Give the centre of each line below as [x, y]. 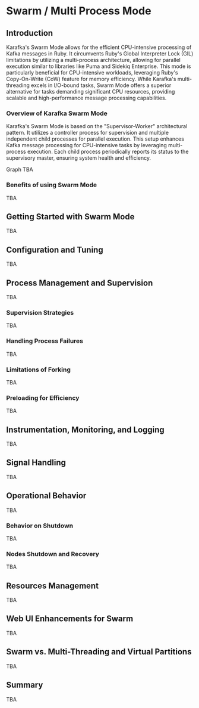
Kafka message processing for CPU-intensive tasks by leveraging [87, 145]
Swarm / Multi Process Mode [79, 11]
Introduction [30, 33]
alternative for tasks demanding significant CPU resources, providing [91, 91]
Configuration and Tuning [55, 249]
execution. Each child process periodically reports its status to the [108, 152]
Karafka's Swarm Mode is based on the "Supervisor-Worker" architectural [97, 126]
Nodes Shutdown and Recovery [53, 554]
